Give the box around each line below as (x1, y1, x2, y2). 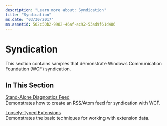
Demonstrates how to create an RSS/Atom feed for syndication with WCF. (5, 100, 161, 106)
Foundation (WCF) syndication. (5, 66, 71, 72)
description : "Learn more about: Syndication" (5, 7, 107, 13)
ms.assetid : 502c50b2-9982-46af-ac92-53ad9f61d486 (5, 21, 116, 27)
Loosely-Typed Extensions (5, 110, 61, 115)
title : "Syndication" (5, 12, 52, 17)
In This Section (5, 81, 54, 89)
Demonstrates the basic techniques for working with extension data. (5, 115, 150, 121)
